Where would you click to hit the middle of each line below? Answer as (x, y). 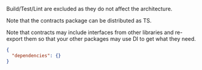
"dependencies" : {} (37, 55)
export (15, 39)
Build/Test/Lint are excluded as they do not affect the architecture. (89, 9)
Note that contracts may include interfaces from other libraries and (90, 32)
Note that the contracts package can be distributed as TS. (79, 20)
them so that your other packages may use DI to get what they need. (110, 39)
